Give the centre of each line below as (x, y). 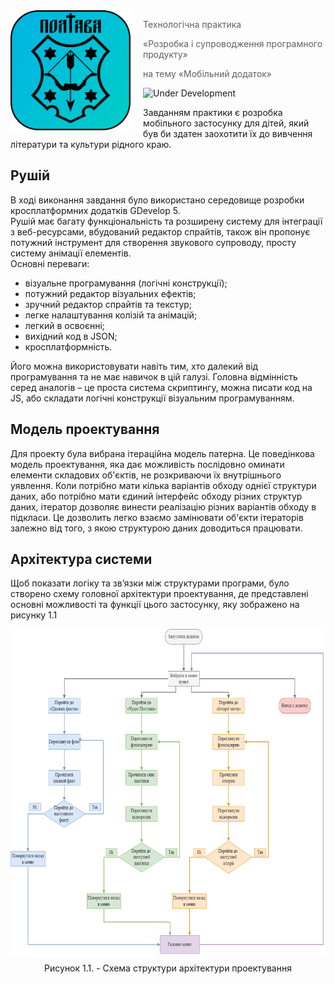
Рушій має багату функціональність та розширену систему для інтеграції (166, 221)
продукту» (165, 54)
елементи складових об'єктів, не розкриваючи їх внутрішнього (146, 475)
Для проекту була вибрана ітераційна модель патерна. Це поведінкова (162, 453)
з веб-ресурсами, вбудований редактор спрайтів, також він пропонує (160, 231)
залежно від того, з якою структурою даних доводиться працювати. (156, 528)
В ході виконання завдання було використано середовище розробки (157, 200)
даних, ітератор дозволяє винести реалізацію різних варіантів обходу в (163, 506)
